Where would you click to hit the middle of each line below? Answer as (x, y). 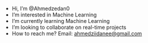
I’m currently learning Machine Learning (61, 21)
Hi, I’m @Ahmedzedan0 (41, 9)
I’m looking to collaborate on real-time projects (69, 27)
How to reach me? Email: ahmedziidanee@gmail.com (77, 34)
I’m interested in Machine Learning (54, 15)
